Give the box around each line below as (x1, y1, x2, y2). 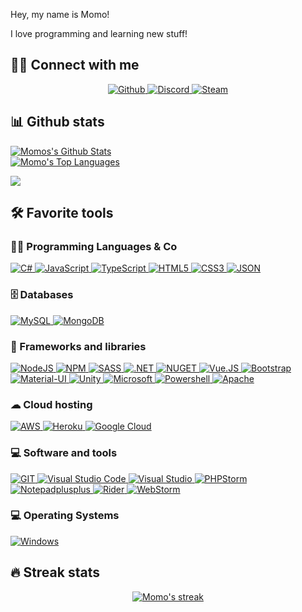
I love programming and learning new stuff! (10, 28, 188, 39)
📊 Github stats (10, 114, 105, 131)
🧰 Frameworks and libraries (10, 339, 147, 353)
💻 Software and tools (10, 446, 118, 460)
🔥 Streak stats (10, 564, 100, 581)
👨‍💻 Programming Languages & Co (10, 239, 178, 253)
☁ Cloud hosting (10, 397, 93, 411)
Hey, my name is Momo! (10, 9, 110, 20)
